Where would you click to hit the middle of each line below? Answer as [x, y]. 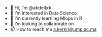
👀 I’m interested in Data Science [43, 13]
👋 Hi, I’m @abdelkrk [31, 8]
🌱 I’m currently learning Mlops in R [46, 18]
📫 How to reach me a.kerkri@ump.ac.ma [53, 29]
